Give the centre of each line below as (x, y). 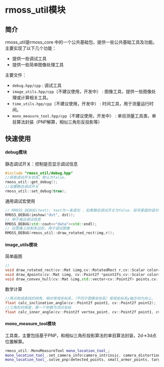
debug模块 (16, 152)
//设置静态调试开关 (22, 187)
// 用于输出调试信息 (23, 219)
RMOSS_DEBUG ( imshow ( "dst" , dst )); (40, 215)
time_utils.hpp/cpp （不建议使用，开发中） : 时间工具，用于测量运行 (81, 104)
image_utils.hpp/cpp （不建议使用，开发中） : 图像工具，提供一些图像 (82, 91)
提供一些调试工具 (29, 58)
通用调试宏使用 (20, 201)
